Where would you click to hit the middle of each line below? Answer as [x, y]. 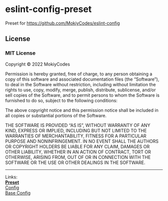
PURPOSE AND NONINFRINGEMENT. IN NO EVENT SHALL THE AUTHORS [82, 141]
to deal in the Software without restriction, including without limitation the [80, 84]
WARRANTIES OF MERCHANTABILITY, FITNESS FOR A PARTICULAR [76, 136]
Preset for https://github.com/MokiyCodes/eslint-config [62, 23]
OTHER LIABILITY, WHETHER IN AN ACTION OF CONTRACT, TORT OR [78, 152]
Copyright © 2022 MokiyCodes [37, 64]
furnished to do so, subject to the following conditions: [61, 100]
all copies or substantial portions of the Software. [56, 115]
